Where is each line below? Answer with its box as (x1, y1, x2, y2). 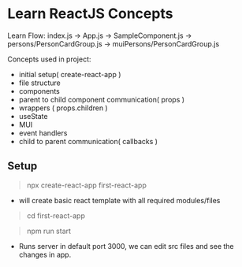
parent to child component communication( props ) (18, 95, 185, 104)
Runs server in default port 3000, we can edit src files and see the (18, 241, 234, 250)
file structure (18, 78, 61, 87)
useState (18, 111, 48, 121)
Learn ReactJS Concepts (7, 5, 173, 23)
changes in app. (18, 250, 72, 259)
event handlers (18, 128, 68, 138)
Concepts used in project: (7, 54, 91, 64)
